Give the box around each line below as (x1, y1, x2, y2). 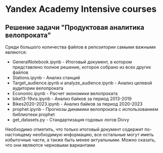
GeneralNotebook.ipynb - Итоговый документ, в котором (12, 59, 132, 65)
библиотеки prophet (12, 111, 55, 117)
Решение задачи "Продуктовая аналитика (5, 23, 145, 32)
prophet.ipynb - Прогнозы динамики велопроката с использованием (12, 106, 159, 112)
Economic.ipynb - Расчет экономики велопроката (12, 91, 118, 96)
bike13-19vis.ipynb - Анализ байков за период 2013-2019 (12, 96, 132, 102)
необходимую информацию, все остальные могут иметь (32, 132, 154, 137)
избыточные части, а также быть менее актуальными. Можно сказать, (5, 137, 156, 143)
